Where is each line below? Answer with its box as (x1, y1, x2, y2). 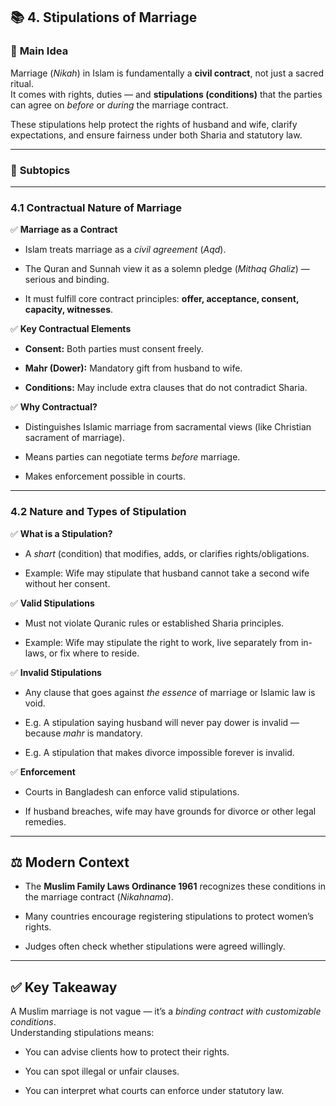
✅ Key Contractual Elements (10, 323, 132, 335)
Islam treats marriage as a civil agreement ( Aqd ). (24, 244, 227, 256)
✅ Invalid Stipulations (10, 666, 102, 678)
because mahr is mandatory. (24, 727, 143, 739)
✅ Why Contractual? (10, 401, 98, 413)
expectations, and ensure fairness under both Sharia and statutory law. (10, 129, 303, 141)
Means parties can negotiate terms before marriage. (24, 451, 241, 463)
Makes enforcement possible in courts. (24, 470, 187, 483)
